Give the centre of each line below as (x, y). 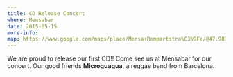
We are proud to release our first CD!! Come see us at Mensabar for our (109, 58)
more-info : (23, 33)
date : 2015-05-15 (32, 26)
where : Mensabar (31, 20)
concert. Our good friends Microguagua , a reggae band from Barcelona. (111, 66)
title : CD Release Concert (46, 13)
